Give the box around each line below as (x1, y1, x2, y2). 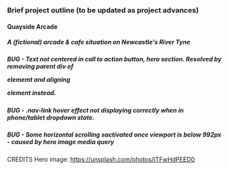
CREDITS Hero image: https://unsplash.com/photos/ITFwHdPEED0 (7, 155, 196, 163)
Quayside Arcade (7, 23, 58, 31)
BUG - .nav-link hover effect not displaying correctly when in (7, 106, 184, 114)
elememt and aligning (7, 76, 70, 84)
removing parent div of (7, 62, 74, 70)
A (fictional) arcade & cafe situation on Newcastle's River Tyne (7, 38, 191, 46)
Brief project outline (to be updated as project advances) (7, 5, 200, 15)
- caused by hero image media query (7, 138, 115, 146)
